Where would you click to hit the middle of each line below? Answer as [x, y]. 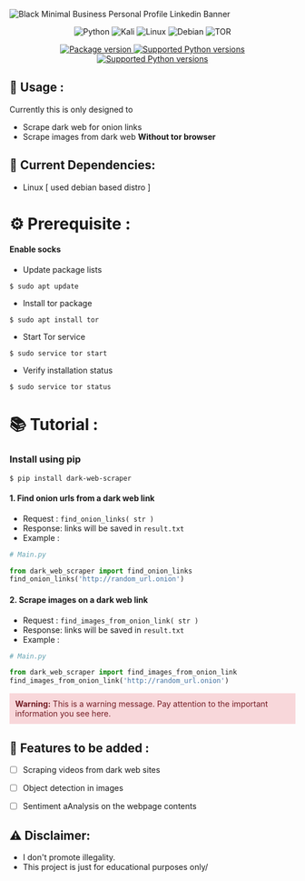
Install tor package [57, 304]
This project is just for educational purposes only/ [115, 866]
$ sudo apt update [44, 286]
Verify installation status [68, 370]
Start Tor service [54, 337]
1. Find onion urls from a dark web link [82, 498]
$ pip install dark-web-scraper [70, 478]
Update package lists [62, 270]
